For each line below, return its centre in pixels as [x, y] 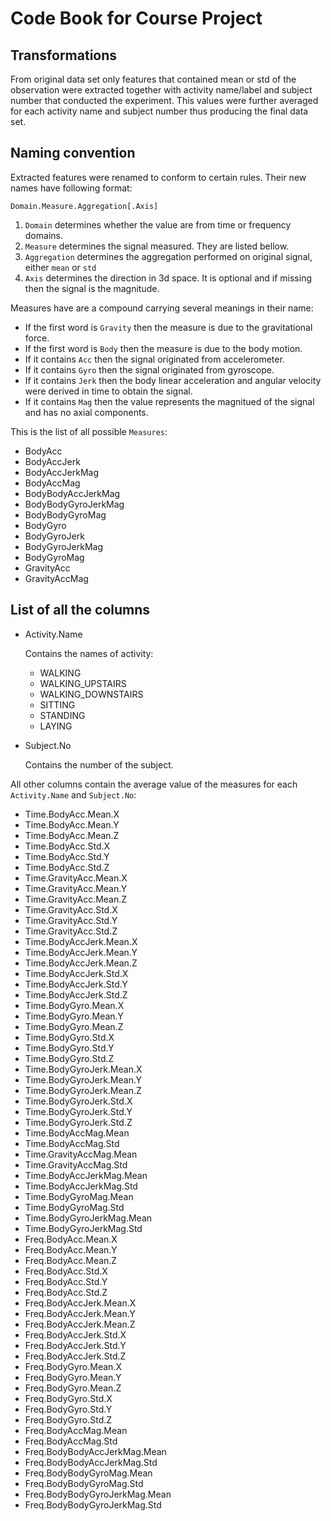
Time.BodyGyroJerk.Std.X [78, 1101]
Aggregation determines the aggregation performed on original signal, [168, 256]
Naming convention [73, 153]
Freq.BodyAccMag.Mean [76, 1430]
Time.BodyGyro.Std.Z [69, 1058]
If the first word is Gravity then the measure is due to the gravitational [168, 327]
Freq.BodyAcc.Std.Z [66, 1292]
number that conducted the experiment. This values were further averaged [164, 100]
